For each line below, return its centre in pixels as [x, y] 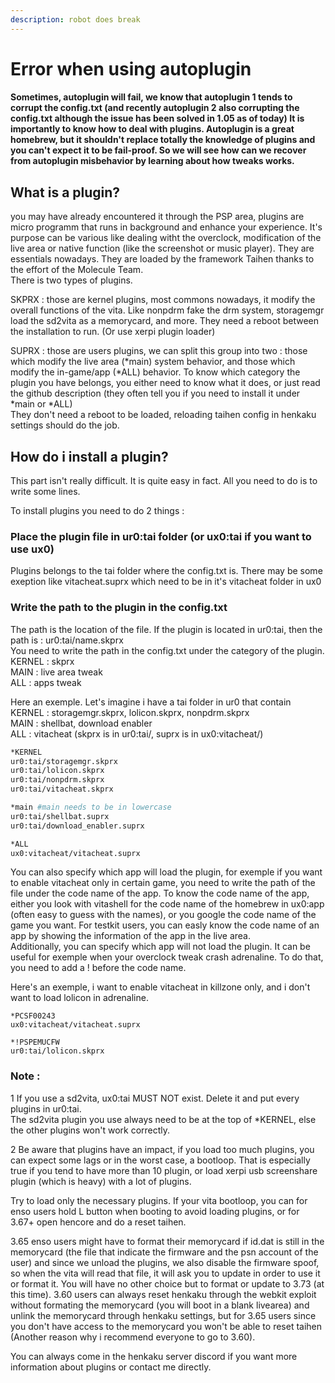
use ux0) [32, 549]
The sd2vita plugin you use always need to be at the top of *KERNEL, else [163, 1119]
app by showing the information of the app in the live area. [131, 936]
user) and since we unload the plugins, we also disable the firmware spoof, [165, 1262]
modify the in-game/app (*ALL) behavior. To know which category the [155, 372]
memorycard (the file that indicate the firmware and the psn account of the [164, 1252]
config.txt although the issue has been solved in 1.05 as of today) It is [157, 118]
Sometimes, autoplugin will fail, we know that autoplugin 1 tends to [151, 97]
